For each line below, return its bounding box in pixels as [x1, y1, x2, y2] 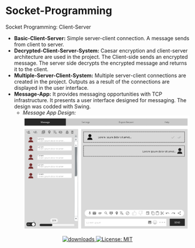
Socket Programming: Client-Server [5, 23, 92, 30]
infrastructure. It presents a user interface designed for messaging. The [13, 96, 187, 103]
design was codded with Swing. [13, 103, 91, 110]
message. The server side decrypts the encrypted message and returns [13, 60, 187, 67]
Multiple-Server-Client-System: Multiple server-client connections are [13, 72, 186, 79]
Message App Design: [22, 109, 76, 116]
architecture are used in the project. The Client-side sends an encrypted [13, 53, 188, 60]
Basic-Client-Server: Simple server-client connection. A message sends [13, 34, 190, 41]
